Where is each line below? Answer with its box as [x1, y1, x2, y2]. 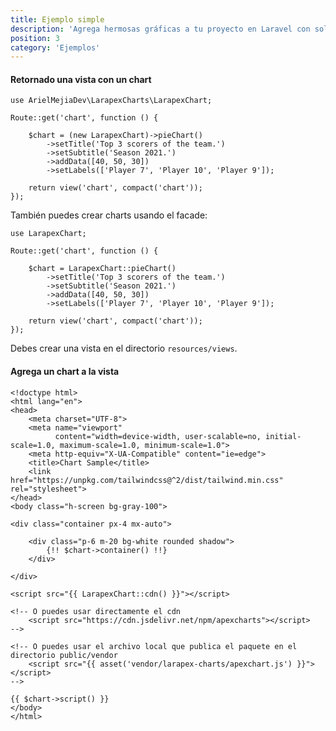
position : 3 [10, 33, 60, 43]
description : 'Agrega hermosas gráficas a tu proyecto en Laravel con [10, 24, 311, 34]
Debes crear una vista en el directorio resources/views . [10, 342, 238, 355]
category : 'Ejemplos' [10, 42, 101, 53]
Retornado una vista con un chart [10, 73, 152, 85]
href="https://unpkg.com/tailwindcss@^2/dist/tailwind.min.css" [10, 475, 284, 485]
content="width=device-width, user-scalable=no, [54, 431, 262, 441]
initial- [265, 431, 302, 441]
